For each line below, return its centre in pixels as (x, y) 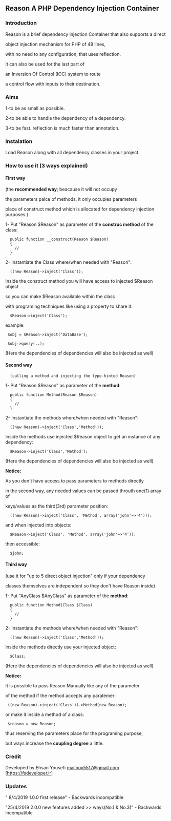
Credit (13, 756)
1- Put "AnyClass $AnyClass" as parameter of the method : (67, 596)
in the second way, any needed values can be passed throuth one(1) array (83, 491)
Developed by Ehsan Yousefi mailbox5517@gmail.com (62, 768)
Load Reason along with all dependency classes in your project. (72, 153)
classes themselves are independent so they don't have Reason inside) (80, 585)
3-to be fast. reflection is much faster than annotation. (62, 128)
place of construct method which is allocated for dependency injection (80, 209)
